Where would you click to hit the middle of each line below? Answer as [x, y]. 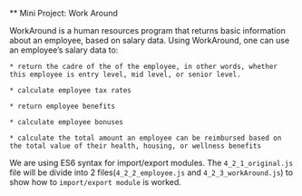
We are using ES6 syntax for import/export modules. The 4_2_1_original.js [151, 163]
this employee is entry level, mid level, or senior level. [126, 74]
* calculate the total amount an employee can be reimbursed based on [146, 138]
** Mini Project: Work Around [63, 13]
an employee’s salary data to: [64, 50]
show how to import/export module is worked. [95, 182]
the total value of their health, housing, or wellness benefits [135, 146]
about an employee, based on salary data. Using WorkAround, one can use [150, 40]
